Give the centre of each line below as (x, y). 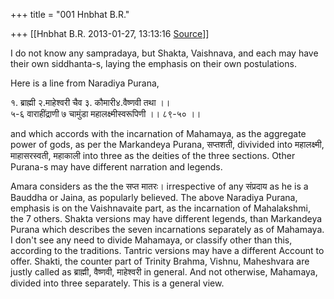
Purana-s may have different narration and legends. (116, 167)
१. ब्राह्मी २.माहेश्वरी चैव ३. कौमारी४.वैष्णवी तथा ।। (90, 102)
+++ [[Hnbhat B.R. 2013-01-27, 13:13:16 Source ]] (110, 33)
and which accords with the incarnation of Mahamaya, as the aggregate (158, 133)
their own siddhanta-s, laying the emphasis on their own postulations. (153, 63)
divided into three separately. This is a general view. (117, 283)
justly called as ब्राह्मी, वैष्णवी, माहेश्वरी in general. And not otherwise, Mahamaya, (164, 272)
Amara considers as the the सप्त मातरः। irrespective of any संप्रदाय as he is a (159, 186)
